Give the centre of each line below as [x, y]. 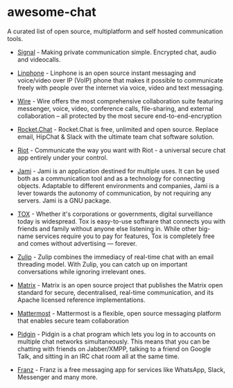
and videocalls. [39, 59]
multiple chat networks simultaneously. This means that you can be [113, 341]
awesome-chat [52, 12]
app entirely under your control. [62, 158]
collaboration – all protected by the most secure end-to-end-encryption [119, 116]
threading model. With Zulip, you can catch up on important [102, 264]
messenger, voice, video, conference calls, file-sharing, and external [115, 108]
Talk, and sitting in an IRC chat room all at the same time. [98, 356]
